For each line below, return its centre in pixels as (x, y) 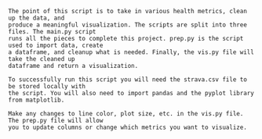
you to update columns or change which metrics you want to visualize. (127, 127)
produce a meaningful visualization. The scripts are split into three (127, 25)
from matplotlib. (36, 100)
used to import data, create (56, 45)
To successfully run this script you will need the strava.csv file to (127, 80)
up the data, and (36, 18)
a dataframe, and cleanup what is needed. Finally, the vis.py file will (131, 52)
